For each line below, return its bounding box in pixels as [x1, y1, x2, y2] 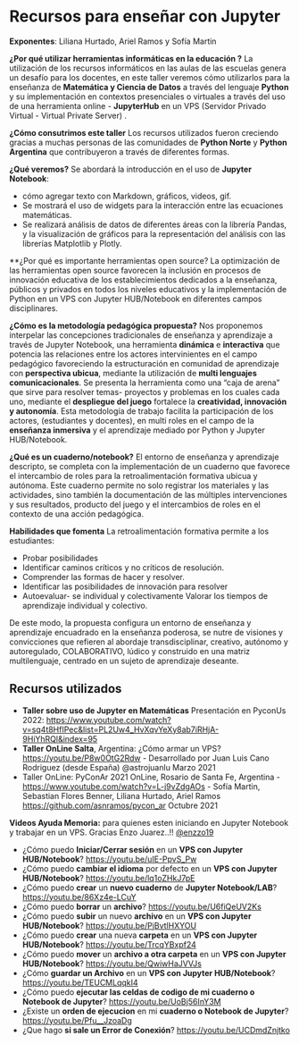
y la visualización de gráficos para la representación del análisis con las [21, 228, 286, 239]
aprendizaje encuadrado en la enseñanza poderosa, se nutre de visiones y [9, 627, 284, 637]
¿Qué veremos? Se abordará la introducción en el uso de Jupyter [9, 164, 253, 174]
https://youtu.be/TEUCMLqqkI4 [21, 977, 138, 988]
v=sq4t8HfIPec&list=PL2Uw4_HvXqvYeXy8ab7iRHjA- [21, 724, 220, 735]
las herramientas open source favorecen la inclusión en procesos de [9, 265, 262, 275]
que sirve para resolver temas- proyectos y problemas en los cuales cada [9, 386, 280, 397]
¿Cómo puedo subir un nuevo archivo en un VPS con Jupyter [21, 910, 252, 922]
